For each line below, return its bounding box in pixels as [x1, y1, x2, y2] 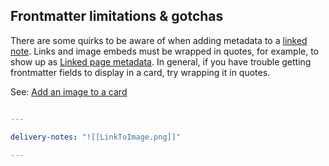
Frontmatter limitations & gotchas [10, 8, 224, 25]
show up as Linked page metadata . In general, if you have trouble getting [10, 55, 312, 68]
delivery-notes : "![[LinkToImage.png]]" [10, 132, 182, 142]
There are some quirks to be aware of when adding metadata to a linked [10, 34, 308, 46]
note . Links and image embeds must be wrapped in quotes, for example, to [10, 45, 320, 57]
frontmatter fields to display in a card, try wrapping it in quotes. [10, 66, 271, 78]
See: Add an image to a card [10, 85, 128, 98]
